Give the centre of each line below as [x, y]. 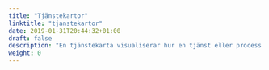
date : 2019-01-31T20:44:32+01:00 [65, 31]
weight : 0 [25, 53]
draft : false [30, 38]
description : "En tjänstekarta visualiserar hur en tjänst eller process [135, 46]
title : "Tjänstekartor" [48, 16]
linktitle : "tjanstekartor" [56, 23]
